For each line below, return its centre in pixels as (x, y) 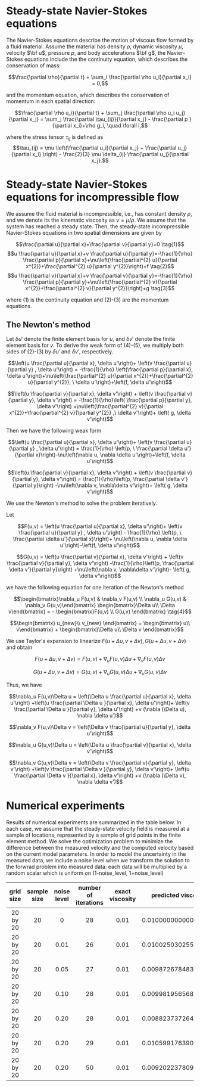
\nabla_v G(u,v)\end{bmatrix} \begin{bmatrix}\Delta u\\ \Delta (100, 605)
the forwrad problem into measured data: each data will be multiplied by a (97, 867)
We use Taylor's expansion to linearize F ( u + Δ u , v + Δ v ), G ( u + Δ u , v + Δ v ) (96, 641)
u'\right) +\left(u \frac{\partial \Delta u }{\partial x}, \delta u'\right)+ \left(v (100, 703)
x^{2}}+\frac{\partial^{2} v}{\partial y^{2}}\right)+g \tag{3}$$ (100, 288)
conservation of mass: (34, 65)
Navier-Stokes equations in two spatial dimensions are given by (84, 232)
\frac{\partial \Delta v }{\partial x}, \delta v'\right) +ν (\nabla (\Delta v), (100, 775)
